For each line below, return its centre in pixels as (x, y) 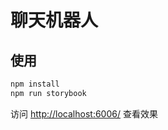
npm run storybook (48, 93)
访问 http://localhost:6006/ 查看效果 (84, 113)
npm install (35, 84)
